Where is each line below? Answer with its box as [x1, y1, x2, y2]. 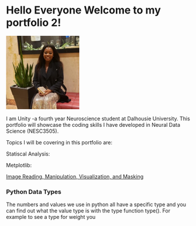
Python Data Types [6, 187, 61, 195]
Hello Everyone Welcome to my [6, 4, 161, 17]
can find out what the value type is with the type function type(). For [6, 207, 171, 214]
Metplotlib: [6, 161, 32, 168]
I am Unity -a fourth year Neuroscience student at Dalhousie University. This [6, 115, 190, 122]
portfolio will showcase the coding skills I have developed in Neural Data [6, 121, 180, 128]
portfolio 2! [6, 16, 61, 29]
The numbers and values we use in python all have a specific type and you [6, 201, 186, 208]
